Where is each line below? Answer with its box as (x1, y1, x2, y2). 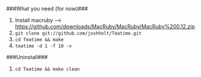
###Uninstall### (6, 54, 48, 60)
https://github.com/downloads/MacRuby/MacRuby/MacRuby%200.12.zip (14, 23, 195, 30)
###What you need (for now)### (6, 5, 88, 12)
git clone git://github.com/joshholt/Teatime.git (14, 30, 142, 36)
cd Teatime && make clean (14, 66, 80, 72)
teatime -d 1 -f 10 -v (14, 43, 72, 49)
